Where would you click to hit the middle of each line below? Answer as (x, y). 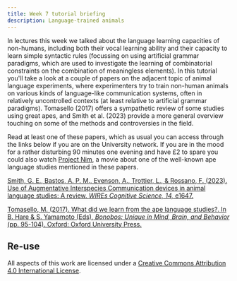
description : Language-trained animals (66, 20)
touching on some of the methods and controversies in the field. (101, 123)
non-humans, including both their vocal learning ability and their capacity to (117, 48)
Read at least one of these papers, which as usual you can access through (116, 137)
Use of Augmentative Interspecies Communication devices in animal (107, 188)
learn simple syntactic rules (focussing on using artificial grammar (103, 55)
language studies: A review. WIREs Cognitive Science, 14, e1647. (101, 196)
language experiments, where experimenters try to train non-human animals (118, 85)
